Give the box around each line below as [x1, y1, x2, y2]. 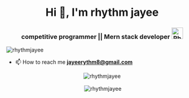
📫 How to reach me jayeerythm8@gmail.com [15, 58, 133, 66]
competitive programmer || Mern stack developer [21, 33, 170, 41]
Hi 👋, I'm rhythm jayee [45, 5, 159, 19]
